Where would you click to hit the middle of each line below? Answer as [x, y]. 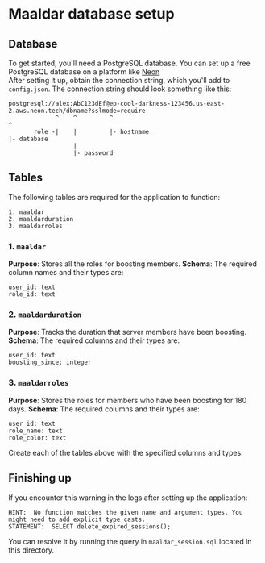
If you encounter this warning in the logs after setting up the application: [128, 498]
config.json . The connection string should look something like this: [120, 89]
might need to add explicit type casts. [77, 519]
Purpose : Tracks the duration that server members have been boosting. [128, 332]
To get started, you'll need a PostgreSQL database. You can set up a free [130, 63]
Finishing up [40, 478]
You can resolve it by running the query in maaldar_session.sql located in [130, 541]
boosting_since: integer [50, 363]
